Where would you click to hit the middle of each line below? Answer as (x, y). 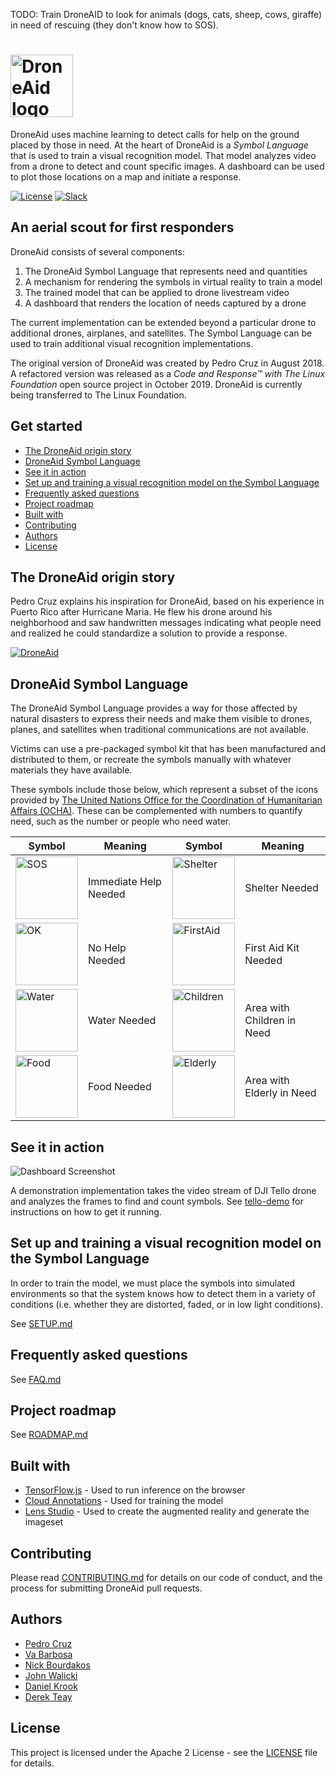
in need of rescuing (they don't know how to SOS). (114, 25)
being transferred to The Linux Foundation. (98, 395)
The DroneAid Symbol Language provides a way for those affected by (154, 708)
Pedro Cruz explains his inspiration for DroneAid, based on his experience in (167, 601)
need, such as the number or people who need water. (121, 821)
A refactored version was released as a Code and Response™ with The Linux (168, 373)
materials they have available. (71, 770)
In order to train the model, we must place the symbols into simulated (153, 1283)
